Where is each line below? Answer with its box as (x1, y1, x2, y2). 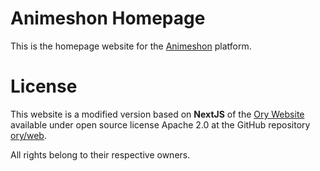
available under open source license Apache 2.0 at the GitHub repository (10, 118, 311, 131)
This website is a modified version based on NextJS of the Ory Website (10, 108, 305, 120)
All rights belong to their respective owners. (10, 148, 191, 161)
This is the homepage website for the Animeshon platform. (10, 40, 252, 52)
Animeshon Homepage (10, 7, 206, 30)
